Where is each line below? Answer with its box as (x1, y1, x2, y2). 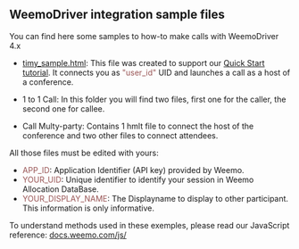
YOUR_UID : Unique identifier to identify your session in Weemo (21, 174, 254, 185)
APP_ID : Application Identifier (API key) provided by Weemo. (21, 164, 245, 175)
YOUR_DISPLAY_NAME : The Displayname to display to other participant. (21, 193, 288, 203)
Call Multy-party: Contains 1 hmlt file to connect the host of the (21, 120, 254, 131)
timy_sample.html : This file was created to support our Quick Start (21, 57, 265, 68)
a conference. (21, 76, 74, 87)
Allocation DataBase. (21, 183, 100, 195)
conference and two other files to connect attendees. (21, 129, 219, 141)
